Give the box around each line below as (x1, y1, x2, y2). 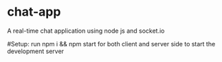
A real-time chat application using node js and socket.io (7, 27, 165, 35)
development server (7, 47, 64, 55)
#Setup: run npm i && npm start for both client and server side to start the (7, 40, 216, 48)
